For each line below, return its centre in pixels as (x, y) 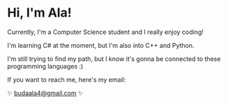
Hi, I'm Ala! (39, 13)
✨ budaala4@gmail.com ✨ (45, 93)
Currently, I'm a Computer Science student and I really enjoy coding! (106, 32)
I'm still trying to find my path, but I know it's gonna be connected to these (114, 59)
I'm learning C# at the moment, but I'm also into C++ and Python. (101, 45)
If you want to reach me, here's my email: (67, 79)
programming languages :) (45, 66)
